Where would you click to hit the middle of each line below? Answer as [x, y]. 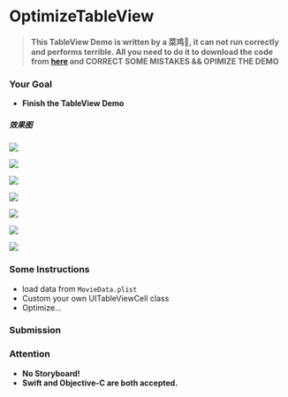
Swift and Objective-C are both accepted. [100, 383]
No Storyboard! [51, 373]
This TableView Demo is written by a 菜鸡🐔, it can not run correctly [155, 42]
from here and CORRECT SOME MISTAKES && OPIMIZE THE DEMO [155, 61]
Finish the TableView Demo [73, 103]
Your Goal [31, 84]
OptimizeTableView [82, 16]
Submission [35, 331]
